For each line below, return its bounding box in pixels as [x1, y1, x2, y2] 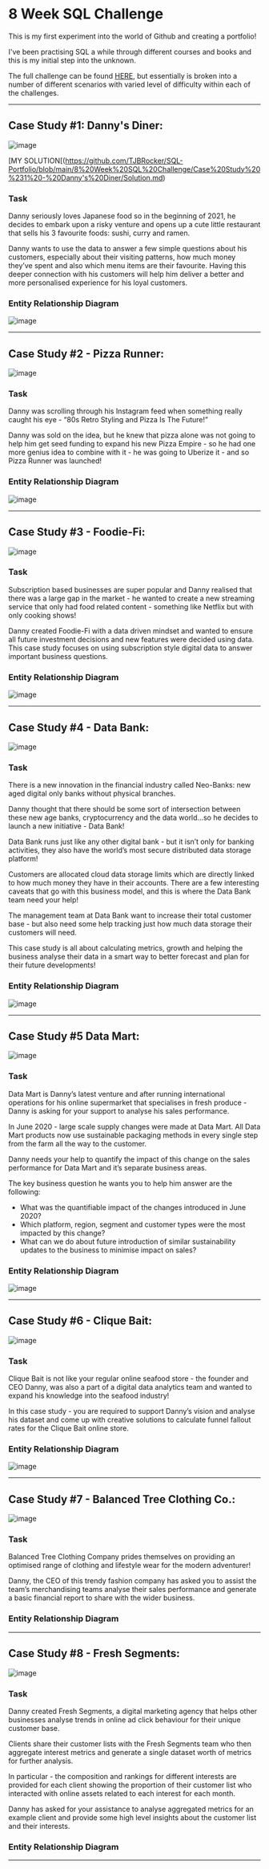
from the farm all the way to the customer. [8, 1138, 147, 1148]
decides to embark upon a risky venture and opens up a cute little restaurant [8, 220, 261, 230]
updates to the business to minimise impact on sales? [19, 1245, 197, 1255]
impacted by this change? [19, 1228, 106, 1237]
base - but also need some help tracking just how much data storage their [8, 919, 252, 929]
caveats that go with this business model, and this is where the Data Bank [8, 886, 251, 896]
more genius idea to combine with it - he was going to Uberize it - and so [8, 447, 250, 458]
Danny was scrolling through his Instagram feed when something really [8, 406, 243, 416]
